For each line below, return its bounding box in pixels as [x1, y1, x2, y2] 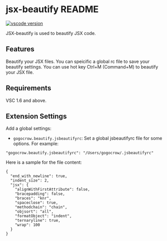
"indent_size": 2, [10, 178, 50, 183]
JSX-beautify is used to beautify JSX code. [6, 30, 96, 36]
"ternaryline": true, [15, 218, 60, 223]
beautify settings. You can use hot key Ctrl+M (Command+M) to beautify [6, 63, 158, 70]
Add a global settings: [6, 125, 52, 131]
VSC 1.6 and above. [6, 97, 47, 104]
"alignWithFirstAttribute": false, [15, 187, 90, 192]
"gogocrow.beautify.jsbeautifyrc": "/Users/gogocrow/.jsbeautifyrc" [6, 151, 154, 156]
